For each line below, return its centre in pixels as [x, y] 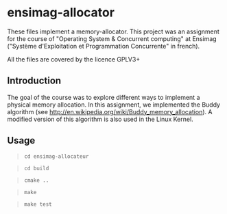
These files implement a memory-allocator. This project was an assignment [113, 31]
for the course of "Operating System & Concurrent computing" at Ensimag [112, 38]
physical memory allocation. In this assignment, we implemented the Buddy [114, 105]
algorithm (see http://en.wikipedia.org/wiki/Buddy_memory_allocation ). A [110, 111]
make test [38, 204]
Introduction [34, 81]
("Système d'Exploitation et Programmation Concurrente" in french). [104, 46]
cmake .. [36, 180]
